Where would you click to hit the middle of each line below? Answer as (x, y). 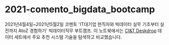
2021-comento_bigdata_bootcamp (80, 9)
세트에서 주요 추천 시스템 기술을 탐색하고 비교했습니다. (68, 37)
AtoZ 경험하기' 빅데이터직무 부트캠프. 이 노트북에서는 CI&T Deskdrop (87, 30)
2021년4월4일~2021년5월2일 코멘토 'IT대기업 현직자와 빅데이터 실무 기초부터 (82, 24)
